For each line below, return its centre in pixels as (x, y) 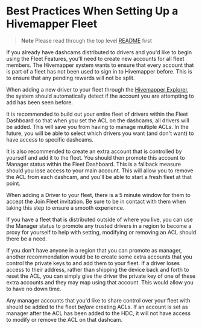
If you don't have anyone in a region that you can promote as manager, (94, 250)
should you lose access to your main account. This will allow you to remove (100, 171)
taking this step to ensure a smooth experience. (65, 208)
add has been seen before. (40, 102)
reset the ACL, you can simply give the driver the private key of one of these (101, 276)
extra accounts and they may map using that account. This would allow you (100, 282)
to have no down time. (34, 289)
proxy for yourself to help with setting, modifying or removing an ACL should (101, 232)
